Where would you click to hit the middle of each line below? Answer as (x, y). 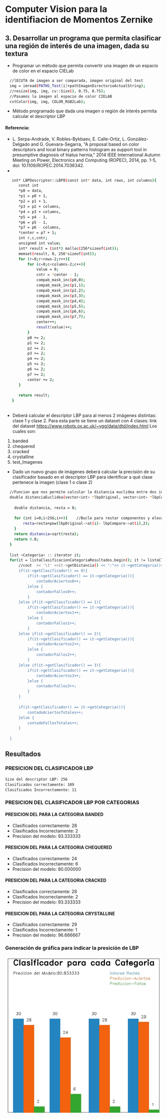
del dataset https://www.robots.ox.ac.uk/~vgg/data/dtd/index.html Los (85, 426)
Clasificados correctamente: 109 (40, 785)
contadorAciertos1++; (59, 613)
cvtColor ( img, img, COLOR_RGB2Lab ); (47, 102)
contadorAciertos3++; (59, 676)
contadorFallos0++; (57, 592)
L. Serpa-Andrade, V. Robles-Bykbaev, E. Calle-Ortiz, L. (69, 139)
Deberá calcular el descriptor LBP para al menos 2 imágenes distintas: (84, 415)
